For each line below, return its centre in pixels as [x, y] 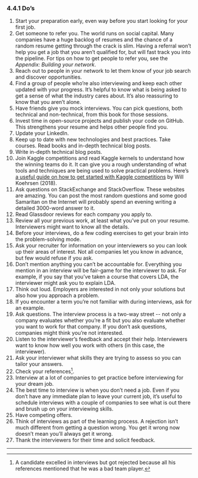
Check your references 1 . [45, 371]
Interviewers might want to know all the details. [72, 227]
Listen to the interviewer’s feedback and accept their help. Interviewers [101, 339]
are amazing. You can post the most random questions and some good [101, 196]
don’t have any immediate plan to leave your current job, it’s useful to [99, 396]
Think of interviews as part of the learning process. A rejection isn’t [97, 421]
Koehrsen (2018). [36, 183]
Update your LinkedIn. [42, 133]
